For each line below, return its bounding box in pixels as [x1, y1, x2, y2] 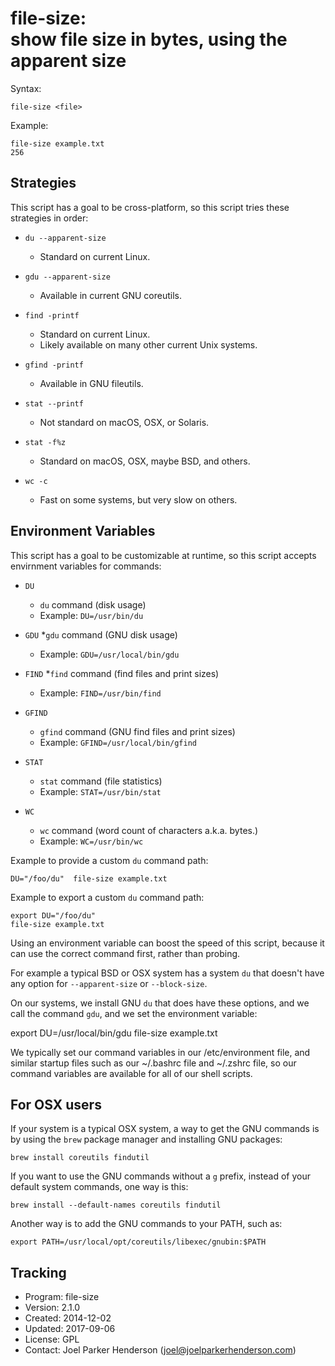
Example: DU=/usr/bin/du [39, 609, 144, 621]
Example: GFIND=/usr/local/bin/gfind [39, 736, 198, 748]
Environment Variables [10, 523, 156, 540]
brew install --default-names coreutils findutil [10, 1200, 222, 1211]
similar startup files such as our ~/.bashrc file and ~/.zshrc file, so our [10, 1057, 297, 1069]
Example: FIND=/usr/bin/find [39, 687, 162, 699]
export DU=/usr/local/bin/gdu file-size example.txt [10, 1027, 218, 1039]
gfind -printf [24, 360, 84, 370]
